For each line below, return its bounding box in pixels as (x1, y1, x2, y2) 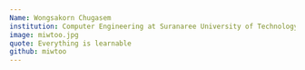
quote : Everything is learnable (9, 38, 132, 48)
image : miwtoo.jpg (9, 30, 79, 39)
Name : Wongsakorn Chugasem (9, 13, 112, 23)
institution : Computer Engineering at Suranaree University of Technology (9, 22, 299, 31)
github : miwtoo (9, 47, 67, 56)
